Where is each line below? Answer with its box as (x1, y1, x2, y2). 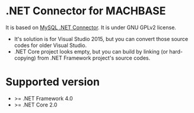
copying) (14, 54, 36, 61)
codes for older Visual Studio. (14, 42, 87, 49)
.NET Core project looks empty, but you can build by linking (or (14, 48, 168, 55)
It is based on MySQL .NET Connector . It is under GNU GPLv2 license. (5, 24, 176, 31)
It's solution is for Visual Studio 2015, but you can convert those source (14, 35, 188, 42)
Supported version (5, 76, 100, 89)
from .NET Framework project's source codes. (37, 54, 151, 61)
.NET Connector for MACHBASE (5, 4, 166, 18)
